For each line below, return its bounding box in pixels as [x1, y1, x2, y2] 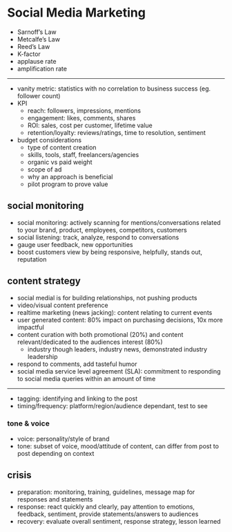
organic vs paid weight [27, 158, 93, 166]
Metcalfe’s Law [17, 35, 61, 43]
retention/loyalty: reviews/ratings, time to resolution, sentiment [27, 128, 206, 136]
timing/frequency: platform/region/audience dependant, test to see [17, 401, 209, 410]
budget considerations [17, 136, 81, 144]
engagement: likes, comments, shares [27, 113, 136, 122]
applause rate [17, 57, 57, 65]
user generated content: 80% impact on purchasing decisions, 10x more [17, 315, 223, 324]
